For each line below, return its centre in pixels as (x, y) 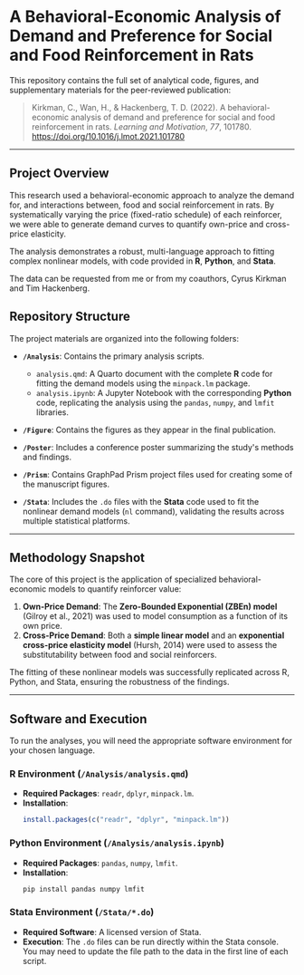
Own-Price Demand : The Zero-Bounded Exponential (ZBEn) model (150, 607)
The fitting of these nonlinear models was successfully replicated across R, (149, 672)
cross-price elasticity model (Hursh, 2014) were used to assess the (150, 645)
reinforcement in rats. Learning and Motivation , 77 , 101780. (141, 126)
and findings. (47, 457)
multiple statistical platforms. (76, 521)
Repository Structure (70, 317)
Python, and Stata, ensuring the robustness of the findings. (119, 682)
